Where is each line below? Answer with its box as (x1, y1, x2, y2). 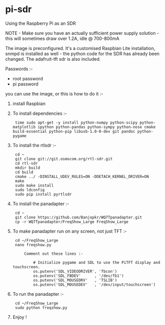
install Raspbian (12, 100, 46, 107)
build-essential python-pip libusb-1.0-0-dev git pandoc (12, 129, 136, 134)
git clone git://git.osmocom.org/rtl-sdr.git (15, 156, 113, 161)
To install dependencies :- (12, 110, 67, 116)
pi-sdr (5, 4, 32, 15)
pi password (12, 81, 39, 87)
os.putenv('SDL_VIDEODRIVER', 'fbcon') (33, 269, 117, 274)
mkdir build (15, 165, 40, 170)
